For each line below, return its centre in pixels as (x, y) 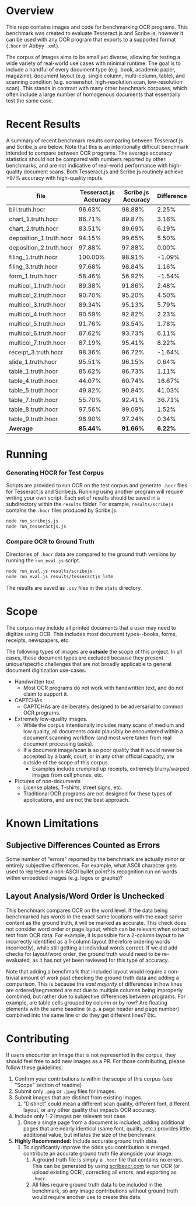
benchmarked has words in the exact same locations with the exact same (94, 916)
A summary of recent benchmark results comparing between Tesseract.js (95, 140)
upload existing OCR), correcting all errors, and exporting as (104, 1172)
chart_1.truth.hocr (34, 219)
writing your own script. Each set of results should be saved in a (83, 498)
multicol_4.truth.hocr (37, 314)
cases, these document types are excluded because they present (85, 658)
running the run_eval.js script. (43, 561)
